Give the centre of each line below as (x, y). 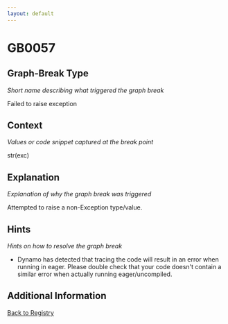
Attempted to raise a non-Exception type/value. (75, 207)
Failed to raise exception (42, 103)
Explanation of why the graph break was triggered (79, 194)
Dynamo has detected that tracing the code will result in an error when (118, 259)
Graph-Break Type (48, 74)
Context (25, 126)
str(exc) (18, 155)
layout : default (30, 14)
